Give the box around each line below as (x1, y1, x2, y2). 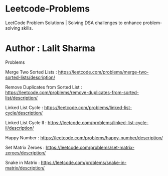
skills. (21, 25, 33, 31)
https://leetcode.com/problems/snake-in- (41, 159, 127, 165)
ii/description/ (5, 125, 34, 131)
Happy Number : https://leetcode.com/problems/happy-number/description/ (5, 134, 163, 141)
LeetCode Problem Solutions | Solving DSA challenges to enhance (5, 20, 142, 26)
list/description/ (5, 95, 38, 101)
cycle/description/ (5, 110, 43, 116)
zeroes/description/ (5, 149, 46, 156)
